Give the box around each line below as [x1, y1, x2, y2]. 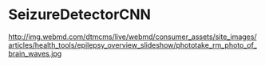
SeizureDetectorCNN [8, 6, 152, 24]
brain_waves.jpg [8, 49, 62, 58]
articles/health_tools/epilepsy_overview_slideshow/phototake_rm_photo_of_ [8, 40, 257, 49]
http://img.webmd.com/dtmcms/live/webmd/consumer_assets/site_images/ [8, 32, 257, 41]
